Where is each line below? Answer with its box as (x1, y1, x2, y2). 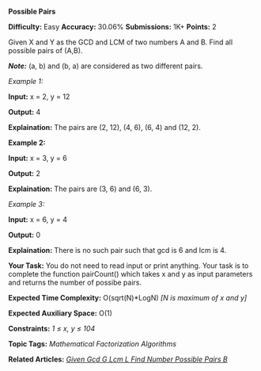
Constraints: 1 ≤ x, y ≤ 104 (8, 324, 96, 333)
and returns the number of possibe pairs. (8, 277, 142, 287)
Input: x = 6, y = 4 (8, 215, 67, 224)
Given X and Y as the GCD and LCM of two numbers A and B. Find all (8, 37, 233, 47)
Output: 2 (8, 169, 41, 178)
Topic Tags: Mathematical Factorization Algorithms (8, 339, 176, 348)
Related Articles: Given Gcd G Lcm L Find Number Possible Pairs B (8, 354, 228, 364)
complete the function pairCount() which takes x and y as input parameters (8, 270, 253, 278)
